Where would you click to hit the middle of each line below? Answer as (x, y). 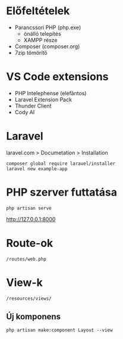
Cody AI (25, 112)
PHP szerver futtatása (62, 192)
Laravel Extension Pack (43, 99)
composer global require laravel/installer (61, 164)
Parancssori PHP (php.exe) (48, 27)
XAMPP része (40, 40)
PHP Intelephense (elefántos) (51, 93)
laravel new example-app (37, 169)
